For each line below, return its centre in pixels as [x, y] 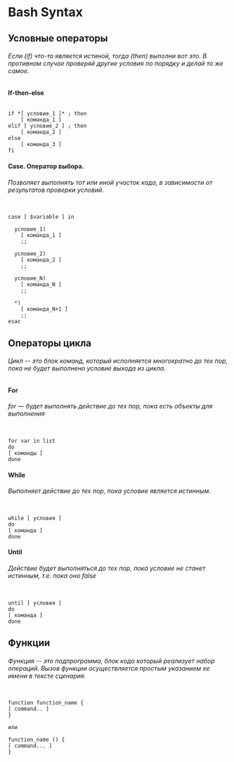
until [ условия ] [35, 603]
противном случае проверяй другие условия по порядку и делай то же [116, 63]
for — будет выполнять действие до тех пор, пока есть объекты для [110, 406]
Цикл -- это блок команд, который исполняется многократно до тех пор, [118, 361]
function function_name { [46, 703]
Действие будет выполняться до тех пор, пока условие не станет [107, 568]
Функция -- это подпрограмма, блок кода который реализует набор [111, 661]
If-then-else [26, 93]
